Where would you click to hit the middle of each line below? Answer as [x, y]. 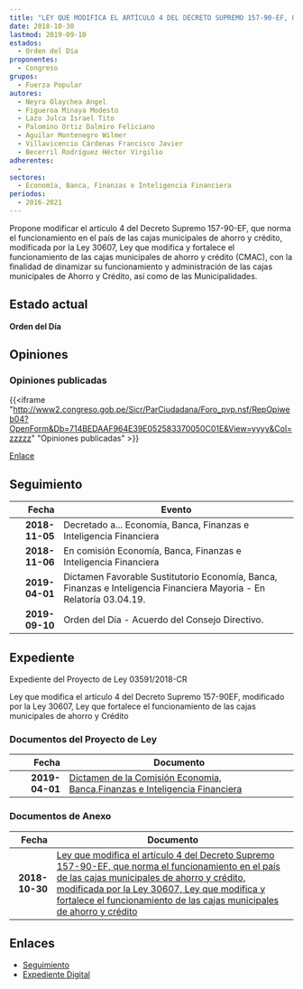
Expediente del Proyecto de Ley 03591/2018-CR [98, 679]
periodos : [28, 194]
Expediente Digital [56, 975]
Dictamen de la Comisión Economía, [146, 778]
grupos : [24, 77]
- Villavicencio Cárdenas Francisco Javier [100, 144]
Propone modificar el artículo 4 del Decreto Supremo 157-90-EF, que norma [150, 228]
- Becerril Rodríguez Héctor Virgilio [91, 152]
